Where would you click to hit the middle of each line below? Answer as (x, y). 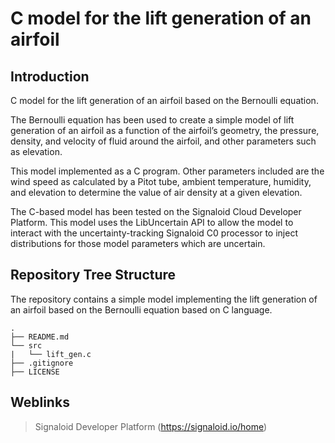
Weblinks (40, 402)
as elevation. (36, 151)
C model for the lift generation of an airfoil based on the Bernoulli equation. (164, 100)
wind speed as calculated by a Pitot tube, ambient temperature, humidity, (161, 181)
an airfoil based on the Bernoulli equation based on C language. (141, 309)
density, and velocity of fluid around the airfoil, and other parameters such (163, 141)
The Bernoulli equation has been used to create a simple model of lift (152, 120)
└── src (26, 345)
